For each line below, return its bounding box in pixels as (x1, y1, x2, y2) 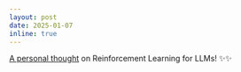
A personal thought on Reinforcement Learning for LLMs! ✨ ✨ (9, 54, 232, 64)
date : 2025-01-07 (9, 21, 74, 30)
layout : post (9, 12, 58, 22)
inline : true (9, 29, 58, 38)
